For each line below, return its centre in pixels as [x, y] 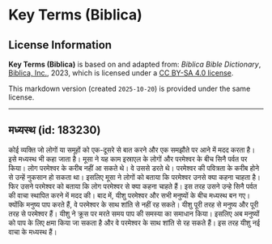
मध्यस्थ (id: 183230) [55, 130]
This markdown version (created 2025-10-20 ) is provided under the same [130, 88]
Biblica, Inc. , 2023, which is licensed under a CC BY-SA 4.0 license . [121, 73]
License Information [60, 45]
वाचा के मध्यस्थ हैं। [33, 232]
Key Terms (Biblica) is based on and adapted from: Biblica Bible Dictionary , [135, 64]
